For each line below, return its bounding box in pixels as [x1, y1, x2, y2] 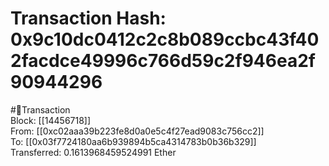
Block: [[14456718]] [10, 114, 92, 126]
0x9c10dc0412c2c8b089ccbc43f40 [10, 28, 320, 51]
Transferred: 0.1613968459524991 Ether [10, 146, 177, 158]
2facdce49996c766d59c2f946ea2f [10, 50, 316, 72]
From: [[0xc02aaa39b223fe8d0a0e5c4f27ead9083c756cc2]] [10, 125, 265, 137]
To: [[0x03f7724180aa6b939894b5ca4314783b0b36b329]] [10, 135, 257, 147]
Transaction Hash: [10, 7, 167, 30]
